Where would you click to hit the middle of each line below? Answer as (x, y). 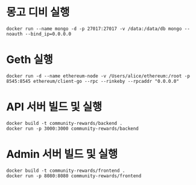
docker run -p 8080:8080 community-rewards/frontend (74, 176)
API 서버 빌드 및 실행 (54, 107)
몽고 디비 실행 (38, 12)
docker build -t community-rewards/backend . (64, 123)
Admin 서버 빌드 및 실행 (62, 154)
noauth (14, 34)
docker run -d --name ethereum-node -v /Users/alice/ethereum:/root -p (98, 76)
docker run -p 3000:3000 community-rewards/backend (72, 129)
